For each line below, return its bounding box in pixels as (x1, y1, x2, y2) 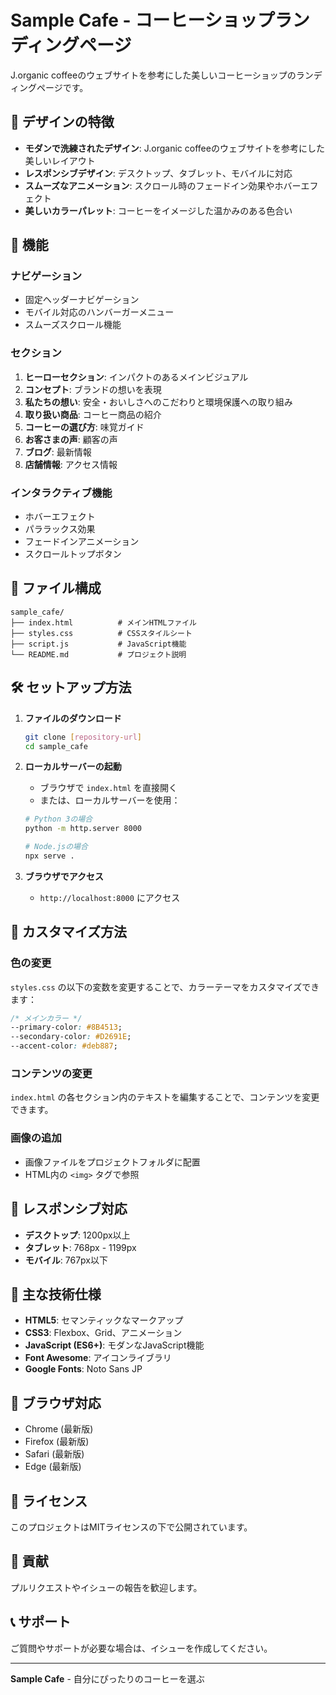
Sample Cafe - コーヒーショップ (10, 9, 275, 32)
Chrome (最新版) (24, 1423, 94, 1435)
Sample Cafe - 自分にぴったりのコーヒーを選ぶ (10, 1672, 205, 1685)
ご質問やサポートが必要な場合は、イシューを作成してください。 (10, 1642, 273, 1654)
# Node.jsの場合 (24, 842, 88, 852)
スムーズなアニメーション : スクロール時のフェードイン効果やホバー (24, 179, 302, 191)
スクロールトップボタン (24, 548, 122, 560)
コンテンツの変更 (10, 1067, 93, 1081)
